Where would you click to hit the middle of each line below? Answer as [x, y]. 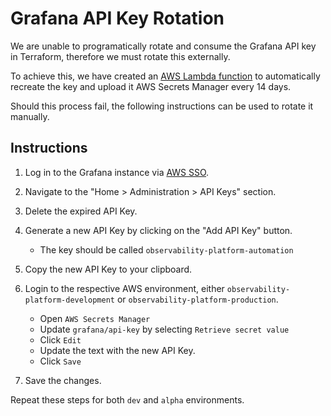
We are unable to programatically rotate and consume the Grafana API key [163, 46]
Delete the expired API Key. [81, 211]
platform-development [69, 300]
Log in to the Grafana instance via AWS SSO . [117, 172]
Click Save [60, 361]
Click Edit [60, 339]
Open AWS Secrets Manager [95, 318]
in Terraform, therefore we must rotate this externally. [120, 56]
